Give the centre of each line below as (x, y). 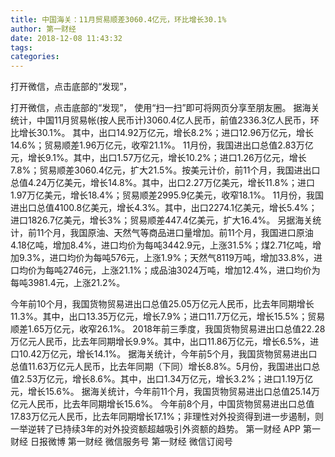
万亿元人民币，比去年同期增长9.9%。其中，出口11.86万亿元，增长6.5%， (160, 342)
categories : (35, 57)
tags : (21, 47)
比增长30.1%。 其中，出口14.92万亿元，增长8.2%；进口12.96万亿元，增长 (162, 133)
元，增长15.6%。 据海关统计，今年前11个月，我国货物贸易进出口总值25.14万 (165, 392)
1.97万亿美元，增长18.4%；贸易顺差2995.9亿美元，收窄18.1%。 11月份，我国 (167, 195)
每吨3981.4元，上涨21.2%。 (68, 283)
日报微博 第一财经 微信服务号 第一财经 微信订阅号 (131, 442)
